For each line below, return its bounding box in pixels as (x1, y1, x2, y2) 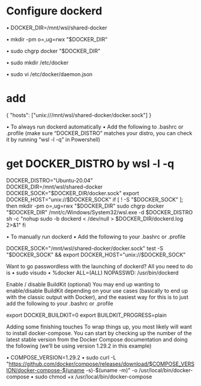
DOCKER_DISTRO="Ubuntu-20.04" (6, 176, 93, 184)
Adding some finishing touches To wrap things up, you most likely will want (6, 323, 192, 330)
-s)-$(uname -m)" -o (86, 366, 138, 373)
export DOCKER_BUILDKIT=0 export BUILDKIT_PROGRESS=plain (6, 311, 167, 319)
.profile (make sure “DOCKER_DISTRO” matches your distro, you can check (6, 129, 193, 136)
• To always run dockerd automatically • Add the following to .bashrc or (6, 123, 184, 130)
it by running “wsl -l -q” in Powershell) (6, 136, 101, 143)
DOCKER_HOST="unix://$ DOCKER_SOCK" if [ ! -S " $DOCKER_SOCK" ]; (6, 196, 184, 203)
